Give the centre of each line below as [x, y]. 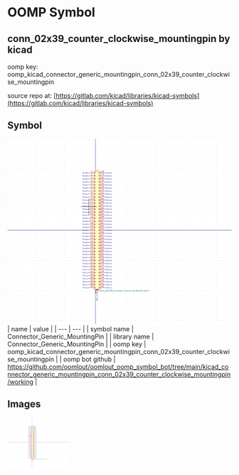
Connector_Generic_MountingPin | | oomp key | [77, 344]
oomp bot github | [89, 359]
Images [24, 404]
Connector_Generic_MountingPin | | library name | [81, 336]
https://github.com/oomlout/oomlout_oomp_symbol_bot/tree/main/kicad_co [118, 366]
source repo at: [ [32, 96]
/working [21, 382]
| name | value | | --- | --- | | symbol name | [70, 329]
